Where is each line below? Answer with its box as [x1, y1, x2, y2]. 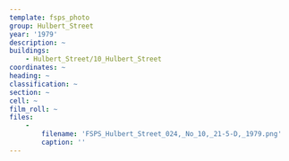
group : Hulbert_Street [9, 21, 94, 30]
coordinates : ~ [9, 64, 66, 72]
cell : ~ [9, 96, 38, 106]
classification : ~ [9, 80, 78, 89]
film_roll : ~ [9, 105, 58, 114]
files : [9, 113, 34, 122]
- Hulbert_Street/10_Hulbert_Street [25, 55, 163, 64]
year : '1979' [9, 30, 58, 38]
